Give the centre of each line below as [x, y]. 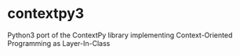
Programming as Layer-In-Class [59, 43]
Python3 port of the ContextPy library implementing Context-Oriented [120, 35]
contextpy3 [46, 14]
